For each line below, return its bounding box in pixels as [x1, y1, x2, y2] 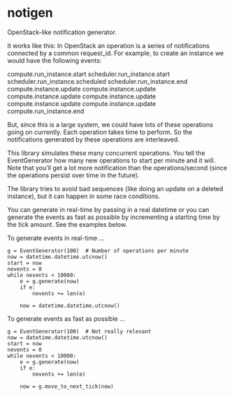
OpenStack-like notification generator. [7, 28, 117, 36]
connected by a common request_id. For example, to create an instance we [7, 49, 224, 57]
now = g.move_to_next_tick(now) [20, 382, 114, 390]
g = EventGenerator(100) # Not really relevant [7, 328, 152, 335]
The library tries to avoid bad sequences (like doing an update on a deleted [7, 184, 224, 193]
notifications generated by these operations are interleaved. [7, 135, 180, 144]
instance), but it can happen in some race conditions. [7, 192, 161, 200]
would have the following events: [7, 56, 102, 64]
